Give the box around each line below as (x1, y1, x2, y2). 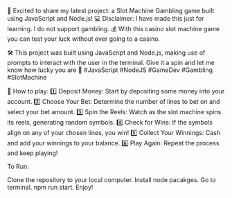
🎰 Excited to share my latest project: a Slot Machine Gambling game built (7, 7, 215, 15)
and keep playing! (7, 149, 58, 157)
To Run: (7, 163, 29, 170)
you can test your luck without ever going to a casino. (7, 35, 161, 43)
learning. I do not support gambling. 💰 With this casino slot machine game (7, 25, 220, 33)
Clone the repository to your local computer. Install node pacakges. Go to (7, 176, 216, 183)
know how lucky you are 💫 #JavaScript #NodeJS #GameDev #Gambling (7, 66, 213, 74)
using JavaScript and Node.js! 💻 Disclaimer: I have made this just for (7, 15, 204, 22)
